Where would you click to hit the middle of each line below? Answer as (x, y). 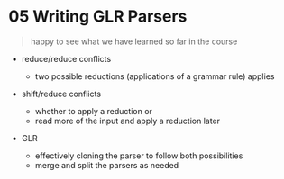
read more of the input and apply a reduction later (128, 121)
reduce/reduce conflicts (66, 58)
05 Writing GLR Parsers (98, 17)
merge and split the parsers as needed (107, 165)
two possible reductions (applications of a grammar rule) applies (155, 76)
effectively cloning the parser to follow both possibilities (139, 156)
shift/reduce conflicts (61, 94)
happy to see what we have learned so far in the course (134, 41)
